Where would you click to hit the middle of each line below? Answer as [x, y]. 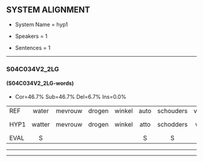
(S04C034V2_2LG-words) [40, 83]
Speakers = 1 [31, 36]
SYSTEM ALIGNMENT [48, 10]
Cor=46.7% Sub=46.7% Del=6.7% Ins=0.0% [71, 96]
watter [41, 124]
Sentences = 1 [33, 48]
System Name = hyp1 [41, 24]
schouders [172, 111]
